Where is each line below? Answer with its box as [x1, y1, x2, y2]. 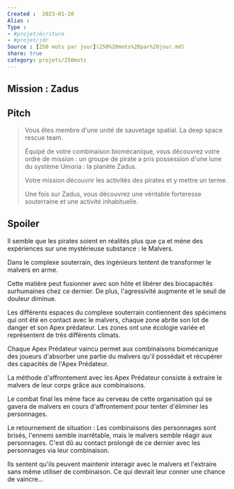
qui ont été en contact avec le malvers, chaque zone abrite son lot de [7, 315, 209, 324]
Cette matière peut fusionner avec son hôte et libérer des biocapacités [7, 279, 213, 287]
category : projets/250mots [7, 57, 87, 64]
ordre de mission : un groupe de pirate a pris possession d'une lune [24, 154, 222, 163]
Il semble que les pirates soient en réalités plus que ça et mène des [7, 236, 204, 245]
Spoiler [7, 218, 40, 230]
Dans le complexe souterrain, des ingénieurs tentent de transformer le [7, 258, 212, 266]
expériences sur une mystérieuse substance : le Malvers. [7, 244, 174, 253]
